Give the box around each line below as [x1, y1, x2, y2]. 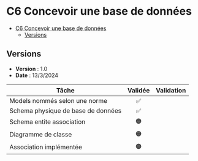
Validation [156, 86, 186, 94]
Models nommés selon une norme [9, 96, 108, 105]
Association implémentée [9, 143, 83, 151]
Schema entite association [9, 118, 86, 126]
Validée [127, 86, 150, 94]
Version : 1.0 [15, 65, 48, 72]
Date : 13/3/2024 [15, 72, 59, 79]
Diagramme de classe [9, 130, 72, 139]
